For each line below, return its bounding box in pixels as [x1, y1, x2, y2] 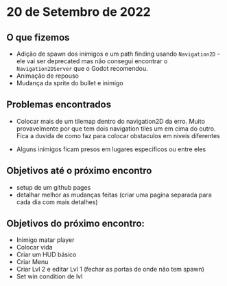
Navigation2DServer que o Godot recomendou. [16, 65, 148, 72]
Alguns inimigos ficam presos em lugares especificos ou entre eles [16, 145, 206, 153]
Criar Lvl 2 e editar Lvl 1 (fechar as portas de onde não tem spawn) [16, 265, 205, 274]
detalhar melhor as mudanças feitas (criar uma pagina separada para [16, 190, 212, 199]
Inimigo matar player [16, 236, 75, 244]
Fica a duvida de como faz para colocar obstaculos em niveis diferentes [16, 131, 220, 140]
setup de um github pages [16, 183, 91, 191]
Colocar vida [16, 243, 53, 252]
